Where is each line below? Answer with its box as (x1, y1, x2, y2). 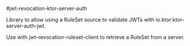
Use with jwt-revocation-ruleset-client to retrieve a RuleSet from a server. (6, 34, 185, 40)
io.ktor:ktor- (155, 16, 185, 23)
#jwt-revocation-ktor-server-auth (6, 5, 87, 12)
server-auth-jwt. (6, 23, 46, 29)
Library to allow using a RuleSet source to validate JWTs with (6, 16, 155, 23)
